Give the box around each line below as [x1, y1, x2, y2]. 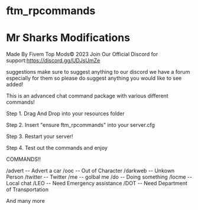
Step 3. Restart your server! [6, 133, 73, 140]
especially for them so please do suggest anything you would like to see [6, 75, 182, 82]
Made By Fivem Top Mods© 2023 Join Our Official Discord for [6, 51, 158, 58]
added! [6, 81, 24, 88]
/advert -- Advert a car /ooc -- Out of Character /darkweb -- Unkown [6, 167, 175, 175]
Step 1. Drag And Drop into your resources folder [6, 110, 125, 117]
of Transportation [6, 186, 49, 193]
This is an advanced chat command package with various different [6, 93, 168, 100]
